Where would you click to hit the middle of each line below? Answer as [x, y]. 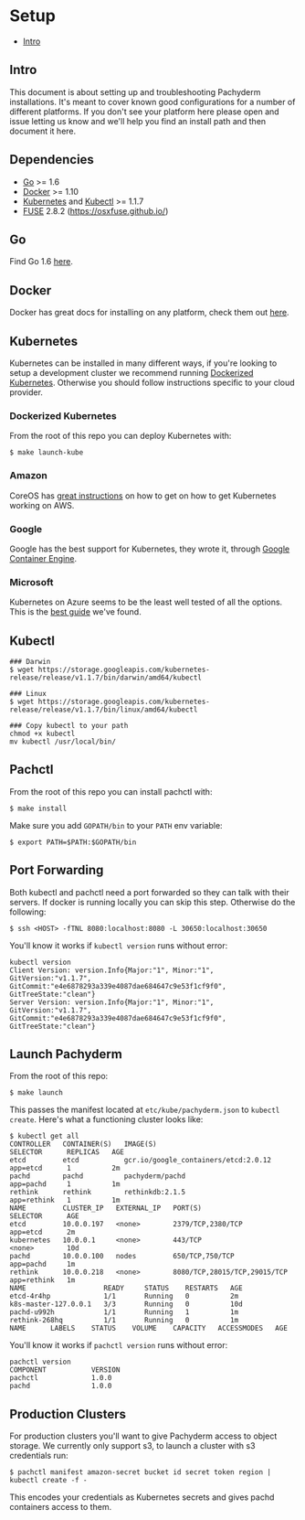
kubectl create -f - [49, 1481]
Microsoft [32, 582]
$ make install [38, 808]
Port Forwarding [57, 870]
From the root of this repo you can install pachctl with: [111, 791]
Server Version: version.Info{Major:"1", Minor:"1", [112, 1002]
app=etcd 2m [42, 1232]
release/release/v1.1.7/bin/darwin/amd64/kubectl [106, 678]
